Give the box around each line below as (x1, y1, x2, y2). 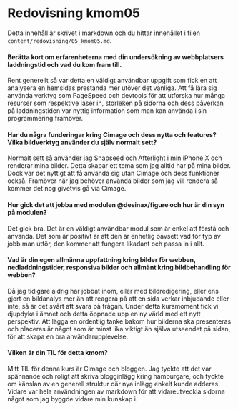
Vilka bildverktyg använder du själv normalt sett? (7, 138, 157, 146)
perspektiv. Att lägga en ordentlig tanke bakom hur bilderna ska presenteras (7, 316, 232, 326)
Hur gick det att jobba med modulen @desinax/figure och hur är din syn (7, 200, 225, 209)
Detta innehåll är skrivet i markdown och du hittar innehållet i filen (7, 29, 200, 37)
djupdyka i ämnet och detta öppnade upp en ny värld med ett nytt (7, 309, 202, 318)
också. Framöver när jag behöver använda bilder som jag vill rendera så (7, 176, 218, 185)
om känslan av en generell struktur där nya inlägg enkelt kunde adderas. (7, 379, 220, 388)
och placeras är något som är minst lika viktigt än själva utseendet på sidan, (7, 324, 231, 333)
